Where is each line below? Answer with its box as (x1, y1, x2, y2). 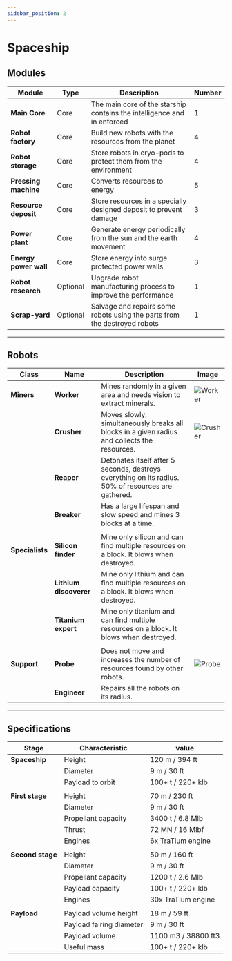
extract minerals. (101, 398, 155, 408)
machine (10, 184, 40, 194)
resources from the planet (90, 136, 175, 146)
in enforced (90, 117, 128, 126)
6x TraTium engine (149, 836, 211, 846)
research (10, 286, 41, 295)
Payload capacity (64, 884, 120, 893)
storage (10, 160, 37, 170)
